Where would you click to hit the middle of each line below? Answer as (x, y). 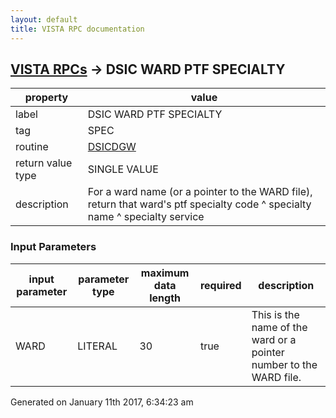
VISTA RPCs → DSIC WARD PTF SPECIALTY (148, 69)
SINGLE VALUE (123, 169)
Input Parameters (53, 247)
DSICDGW (112, 147)
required (220, 285)
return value (44, 163)
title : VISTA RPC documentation (77, 29)
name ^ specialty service (146, 217)
